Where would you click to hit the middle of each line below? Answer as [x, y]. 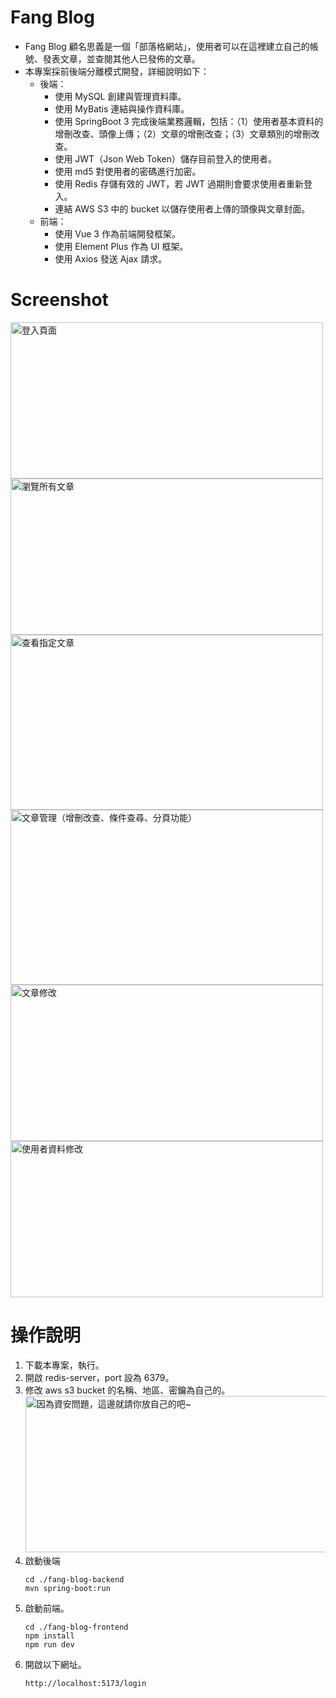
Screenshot [59, 300]
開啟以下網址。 [55, 1664]
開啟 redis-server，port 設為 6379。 [99, 1377]
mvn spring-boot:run [67, 1588]
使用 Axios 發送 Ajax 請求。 [111, 258]
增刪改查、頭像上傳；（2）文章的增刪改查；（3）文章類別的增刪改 [187, 133]
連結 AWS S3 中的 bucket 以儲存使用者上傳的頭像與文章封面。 [182, 208]
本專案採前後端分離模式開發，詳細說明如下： [117, 71]
